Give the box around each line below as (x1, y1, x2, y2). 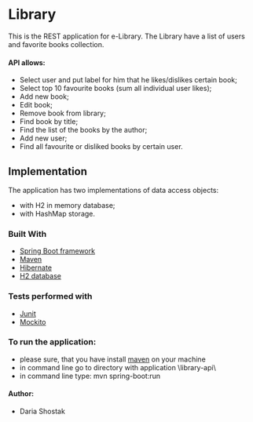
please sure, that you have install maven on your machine (19, 355, 206, 364)
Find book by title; (19, 117, 79, 126)
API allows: (8, 57, 46, 67)
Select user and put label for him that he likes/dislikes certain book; (19, 75, 237, 85)
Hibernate (19, 263, 53, 272)
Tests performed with (8, 291, 93, 302)
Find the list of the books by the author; (19, 126, 148, 135)
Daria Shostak (19, 406, 65, 417)
